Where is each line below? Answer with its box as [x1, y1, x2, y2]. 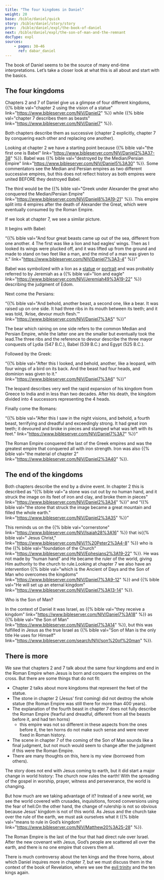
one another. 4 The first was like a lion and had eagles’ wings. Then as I [5, 241, 150, 247]
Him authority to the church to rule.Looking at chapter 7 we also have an [5, 561, 151, 567]
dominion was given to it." [5, 371, 57, 377]
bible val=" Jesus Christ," [5, 535, 56, 541]
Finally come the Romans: [5, 406, 57, 411]
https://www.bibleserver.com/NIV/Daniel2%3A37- [53, 150, 155, 156]
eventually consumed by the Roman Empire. [5, 207, 94, 213]
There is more [5, 652, 48, 660]
